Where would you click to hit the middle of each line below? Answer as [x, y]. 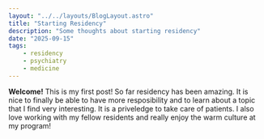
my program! [30, 125]
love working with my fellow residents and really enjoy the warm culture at [132, 117]
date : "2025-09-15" [41, 38]
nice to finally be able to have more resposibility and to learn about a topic [132, 100]
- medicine [41, 69]
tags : [17, 46]
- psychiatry [45, 61]
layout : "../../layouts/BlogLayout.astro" [81, 16]
